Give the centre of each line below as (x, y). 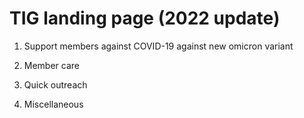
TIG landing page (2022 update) (145, 18)
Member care (52, 65)
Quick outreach (55, 84)
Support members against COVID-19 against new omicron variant (158, 46)
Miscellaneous (53, 104)
